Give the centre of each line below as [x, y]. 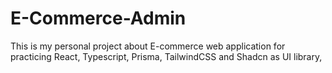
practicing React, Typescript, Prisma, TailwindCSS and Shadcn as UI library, [166, 56]
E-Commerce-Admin [98, 18]
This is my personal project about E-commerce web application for [148, 46]
